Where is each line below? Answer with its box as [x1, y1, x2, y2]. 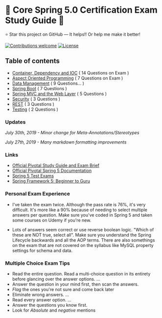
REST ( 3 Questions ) [12, 101, 55, 107]
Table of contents [5, 57, 60, 65]
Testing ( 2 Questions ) [12, 106, 59, 112]
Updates [5, 119, 26, 125]
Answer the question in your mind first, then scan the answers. [12, 281, 139, 287]
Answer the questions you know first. [12, 302, 88, 308]
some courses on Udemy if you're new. [12, 217, 92, 223]
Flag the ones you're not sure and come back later [12, 286, 114, 292]
